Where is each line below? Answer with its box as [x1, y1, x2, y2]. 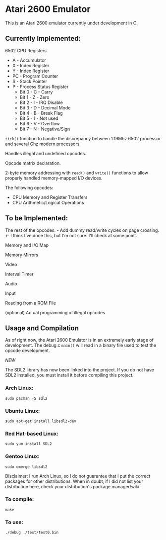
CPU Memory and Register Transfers [12, 194, 88, 200]
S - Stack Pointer [12, 78, 48, 84]
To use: [5, 519, 24, 526]
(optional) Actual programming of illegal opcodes [5, 309, 106, 315]
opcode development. [5, 348, 50, 354]
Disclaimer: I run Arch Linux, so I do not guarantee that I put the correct [5, 473, 151, 479]
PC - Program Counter [12, 73, 58, 79]
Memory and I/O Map [5, 242, 49, 248]
